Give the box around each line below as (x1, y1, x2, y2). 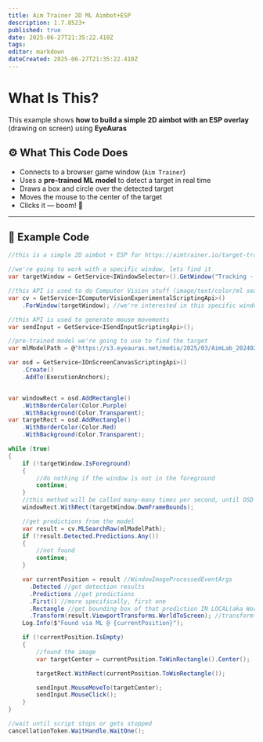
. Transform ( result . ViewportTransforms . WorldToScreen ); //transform (28, 612, 254, 620)
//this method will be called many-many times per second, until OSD (22, 496, 254, 504)
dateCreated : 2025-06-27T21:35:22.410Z (8, 56, 139, 64)
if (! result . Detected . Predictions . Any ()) (22, 532, 159, 540)
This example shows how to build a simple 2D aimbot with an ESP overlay (8, 115, 249, 124)
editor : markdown (8, 48, 65, 56)
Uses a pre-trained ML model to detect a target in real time (19, 175, 211, 185)
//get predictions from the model (22, 517, 135, 525)
